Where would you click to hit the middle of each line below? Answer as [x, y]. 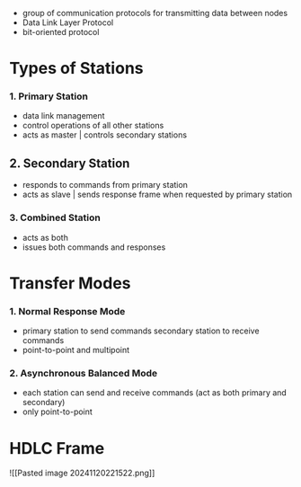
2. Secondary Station [70, 163]
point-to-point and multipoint [76, 350]
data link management [63, 116]
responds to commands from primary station [105, 185]
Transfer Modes [71, 283]
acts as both [45, 237]
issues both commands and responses [94, 247]
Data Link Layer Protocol [68, 22]
